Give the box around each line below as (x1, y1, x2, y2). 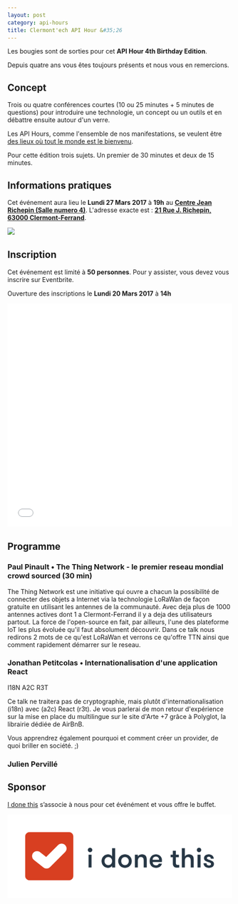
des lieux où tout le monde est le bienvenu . (7, 137, 134, 146)
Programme (7, 541, 61, 553)
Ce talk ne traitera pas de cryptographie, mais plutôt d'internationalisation (7, 697, 224, 705)
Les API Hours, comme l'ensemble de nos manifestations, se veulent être (7, 129, 222, 139)
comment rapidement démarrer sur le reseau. (7, 640, 141, 649)
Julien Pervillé (7, 759, 58, 769)
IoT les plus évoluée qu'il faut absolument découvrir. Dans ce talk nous (7, 625, 215, 633)
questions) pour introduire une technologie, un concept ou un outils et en (7, 108, 222, 117)
